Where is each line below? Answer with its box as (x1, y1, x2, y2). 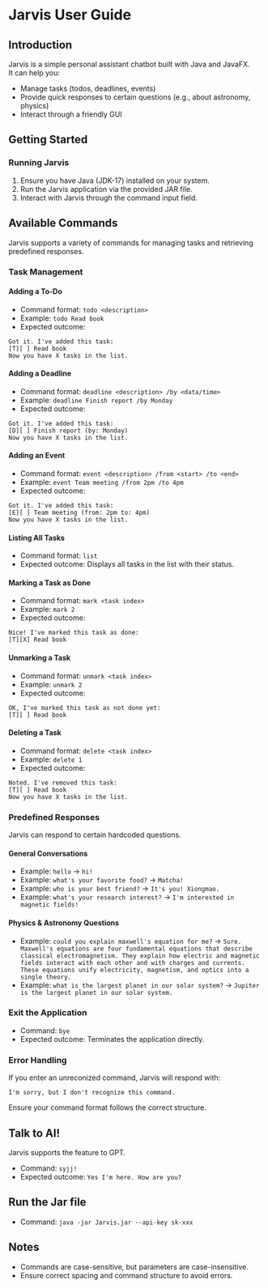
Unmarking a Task (8, 653, 71, 663)
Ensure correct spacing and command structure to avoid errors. (19, 1270, 233, 1280)
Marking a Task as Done (8, 577, 91, 588)
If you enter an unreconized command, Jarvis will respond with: (8, 1073, 221, 1082)
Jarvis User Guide (8, 6, 132, 24)
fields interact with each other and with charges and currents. (19, 959, 245, 967)
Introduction (8, 38, 73, 52)
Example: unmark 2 (19, 679, 83, 689)
